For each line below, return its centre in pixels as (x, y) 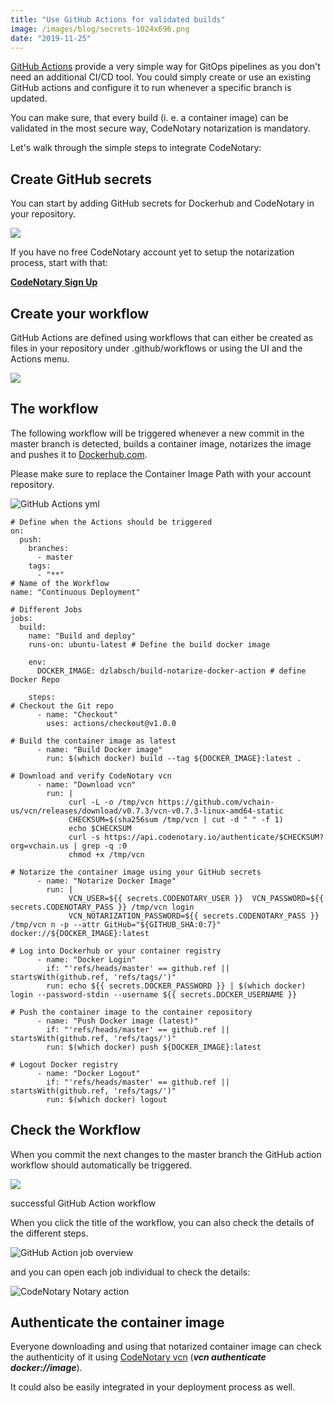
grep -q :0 (104, 846)
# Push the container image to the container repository (131, 1012)
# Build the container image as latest (93, 741)
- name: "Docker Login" (86, 959)
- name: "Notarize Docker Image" (106, 881)
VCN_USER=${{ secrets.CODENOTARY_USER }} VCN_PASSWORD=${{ (196, 898)
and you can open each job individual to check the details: (130, 1272)
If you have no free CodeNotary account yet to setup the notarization (152, 252)
